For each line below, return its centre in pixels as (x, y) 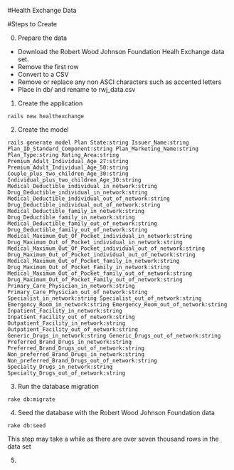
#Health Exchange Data (42, 10)
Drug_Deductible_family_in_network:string (71, 217)
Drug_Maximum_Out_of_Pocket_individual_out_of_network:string (101, 255)
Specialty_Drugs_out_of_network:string (67, 373)
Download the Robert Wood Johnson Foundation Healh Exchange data (121, 52)
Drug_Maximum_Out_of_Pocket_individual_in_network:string (95, 242)
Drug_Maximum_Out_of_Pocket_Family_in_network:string (89, 267)
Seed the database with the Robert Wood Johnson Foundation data (116, 413)
